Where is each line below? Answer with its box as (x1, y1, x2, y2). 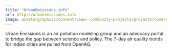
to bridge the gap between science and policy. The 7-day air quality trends (5, 36, 163, 42)
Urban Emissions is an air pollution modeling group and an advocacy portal (5, 31, 164, 37)
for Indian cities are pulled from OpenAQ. (5, 41, 92, 47)
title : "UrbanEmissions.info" (5, 7, 70, 13)
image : (5, 17, 19, 22)
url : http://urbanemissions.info (5, 12, 77, 17)
